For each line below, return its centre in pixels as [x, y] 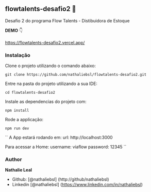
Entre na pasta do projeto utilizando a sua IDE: [51, 84]
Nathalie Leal [19, 170]
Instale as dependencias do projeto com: [46, 102]
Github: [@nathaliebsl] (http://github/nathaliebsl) [60, 179]
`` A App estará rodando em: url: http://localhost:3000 [59, 138]
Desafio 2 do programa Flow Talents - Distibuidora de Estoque [67, 20]
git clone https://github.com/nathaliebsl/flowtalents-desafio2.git [76, 75]
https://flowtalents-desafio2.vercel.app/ [45, 42]
